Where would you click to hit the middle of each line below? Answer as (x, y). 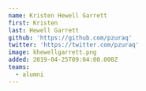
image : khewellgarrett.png (52, 52)
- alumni (30, 74)
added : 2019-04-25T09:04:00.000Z (63, 60)
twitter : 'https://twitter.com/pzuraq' (74, 45)
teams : (19, 67)
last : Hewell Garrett (44, 30)
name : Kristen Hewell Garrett (58, 15)
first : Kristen (33, 23)
